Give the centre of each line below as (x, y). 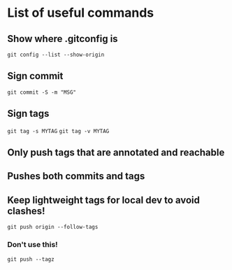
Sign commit (35, 76)
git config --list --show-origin (56, 55)
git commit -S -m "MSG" (42, 92)
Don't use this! (32, 245)
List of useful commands (81, 13)
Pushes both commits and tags (76, 176)
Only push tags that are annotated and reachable (116, 153)
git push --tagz (31, 259)
